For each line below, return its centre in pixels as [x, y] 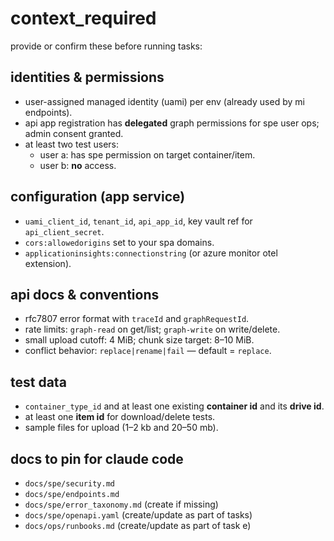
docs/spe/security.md [69, 484]
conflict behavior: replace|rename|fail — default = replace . [148, 351]
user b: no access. [78, 165]
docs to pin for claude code [97, 458]
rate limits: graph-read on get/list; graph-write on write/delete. [152, 329]
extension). [48, 263]
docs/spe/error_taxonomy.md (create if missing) [121, 504]
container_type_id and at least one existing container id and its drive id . [174, 406]
